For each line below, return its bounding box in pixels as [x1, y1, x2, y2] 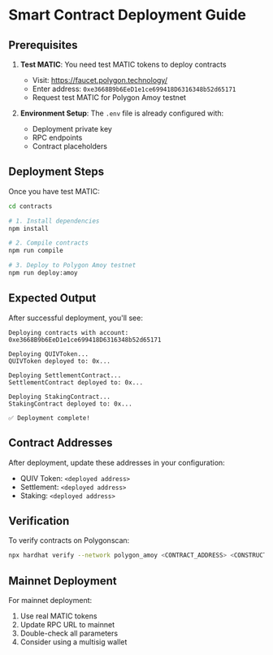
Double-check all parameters [19, 628, 119, 639]
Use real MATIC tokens [19, 611, 97, 621]
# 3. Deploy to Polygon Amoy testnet [8, 262, 136, 270]
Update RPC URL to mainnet [19, 620, 115, 630]
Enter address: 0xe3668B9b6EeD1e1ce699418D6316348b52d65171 [32, 84, 236, 93]
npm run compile [8, 246, 63, 255]
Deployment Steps [8, 165, 104, 179]
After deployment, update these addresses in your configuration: [8, 458, 225, 467]
